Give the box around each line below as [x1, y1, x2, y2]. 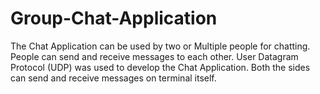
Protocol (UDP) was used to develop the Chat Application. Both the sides [10, 61, 311, 73]
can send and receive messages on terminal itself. [10, 72, 217, 84]
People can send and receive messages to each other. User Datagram [10, 50, 299, 62]
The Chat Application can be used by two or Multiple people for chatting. [10, 40, 311, 52]
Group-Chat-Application [10, 7, 218, 30]
